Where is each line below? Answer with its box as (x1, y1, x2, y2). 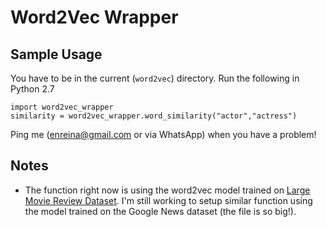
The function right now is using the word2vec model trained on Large (24, 184, 311, 196)
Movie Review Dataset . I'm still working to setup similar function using (24, 194, 313, 206)
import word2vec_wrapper (10, 102, 114, 112)
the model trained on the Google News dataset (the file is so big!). (24, 205, 297, 217)
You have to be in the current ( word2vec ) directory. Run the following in (10, 72, 300, 84)
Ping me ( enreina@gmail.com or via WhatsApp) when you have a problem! (10, 129, 317, 140)
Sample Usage (10, 46, 103, 63)
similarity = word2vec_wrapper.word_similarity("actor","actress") (10, 111, 298, 121)
